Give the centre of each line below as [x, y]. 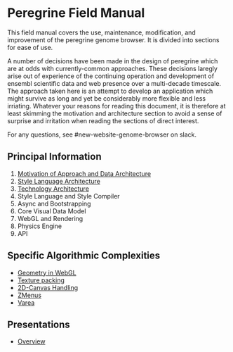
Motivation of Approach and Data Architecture [84, 173]
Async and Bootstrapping [54, 203]
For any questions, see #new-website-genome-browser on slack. [102, 134]
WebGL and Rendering [50, 218]
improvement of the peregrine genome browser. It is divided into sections [113, 39]
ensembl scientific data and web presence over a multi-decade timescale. [114, 83]
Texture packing [41, 280]
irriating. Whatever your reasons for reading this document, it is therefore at [116, 106]
